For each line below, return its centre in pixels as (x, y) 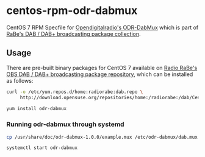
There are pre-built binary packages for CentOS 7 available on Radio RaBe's (102, 68)
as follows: (20, 80)
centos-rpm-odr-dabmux (72, 11)
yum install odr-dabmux (37, 109)
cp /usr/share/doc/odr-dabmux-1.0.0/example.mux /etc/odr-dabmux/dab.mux (102, 137)
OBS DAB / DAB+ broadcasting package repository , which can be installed (100, 74)
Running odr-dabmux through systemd (65, 124)
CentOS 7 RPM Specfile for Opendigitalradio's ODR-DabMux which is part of (103, 27)
